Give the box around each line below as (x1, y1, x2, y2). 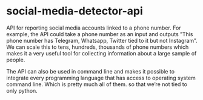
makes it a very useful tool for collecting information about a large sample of (6, 49, 197, 57)
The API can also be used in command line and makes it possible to (6, 67, 175, 75)
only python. (6, 87, 38, 94)
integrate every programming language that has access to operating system (6, 74, 196, 81)
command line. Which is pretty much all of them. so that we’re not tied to (6, 80, 188, 88)
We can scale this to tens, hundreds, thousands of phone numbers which (6, 43, 189, 51)
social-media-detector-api (6, 4, 144, 18)
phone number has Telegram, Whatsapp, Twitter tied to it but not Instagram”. (6, 37, 198, 44)
